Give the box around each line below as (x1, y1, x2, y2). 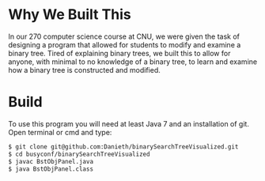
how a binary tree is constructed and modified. (8, 65, 161, 74)
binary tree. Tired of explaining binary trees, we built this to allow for (8, 48, 231, 58)
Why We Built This (8, 6, 132, 24)
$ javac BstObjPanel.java (8, 157, 93, 165)
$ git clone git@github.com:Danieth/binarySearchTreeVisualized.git (8, 142, 239, 151)
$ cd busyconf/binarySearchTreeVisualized (8, 150, 150, 158)
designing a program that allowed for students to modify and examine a (8, 40, 241, 49)
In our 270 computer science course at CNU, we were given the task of (8, 32, 240, 41)
